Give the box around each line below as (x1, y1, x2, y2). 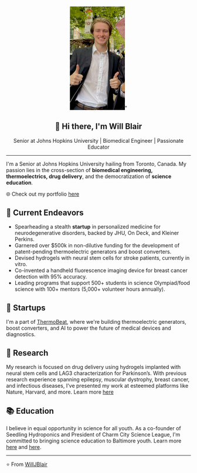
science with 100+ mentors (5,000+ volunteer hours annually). (14, 286, 165, 293)
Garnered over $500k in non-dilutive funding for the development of (14, 242, 180, 249)
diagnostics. (6, 331, 36, 338)
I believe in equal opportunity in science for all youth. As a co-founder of (6, 424, 182, 432)
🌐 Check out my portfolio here (6, 190, 80, 197)
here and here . (6, 443, 42, 450)
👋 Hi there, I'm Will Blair (55, 122, 142, 132)
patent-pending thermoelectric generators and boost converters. (14, 248, 172, 256)
